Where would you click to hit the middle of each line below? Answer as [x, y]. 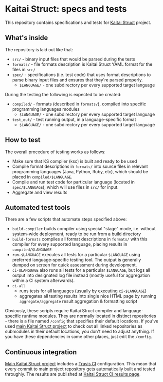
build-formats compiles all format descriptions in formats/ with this [80, 239]
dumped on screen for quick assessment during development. [74, 265]
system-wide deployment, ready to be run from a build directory [76, 234]
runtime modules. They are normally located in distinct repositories [89, 316]
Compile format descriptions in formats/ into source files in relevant [80, 166]
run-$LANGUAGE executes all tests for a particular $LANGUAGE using [76, 255]
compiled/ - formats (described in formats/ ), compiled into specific [79, 104]
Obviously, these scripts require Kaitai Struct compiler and [63, 311]
